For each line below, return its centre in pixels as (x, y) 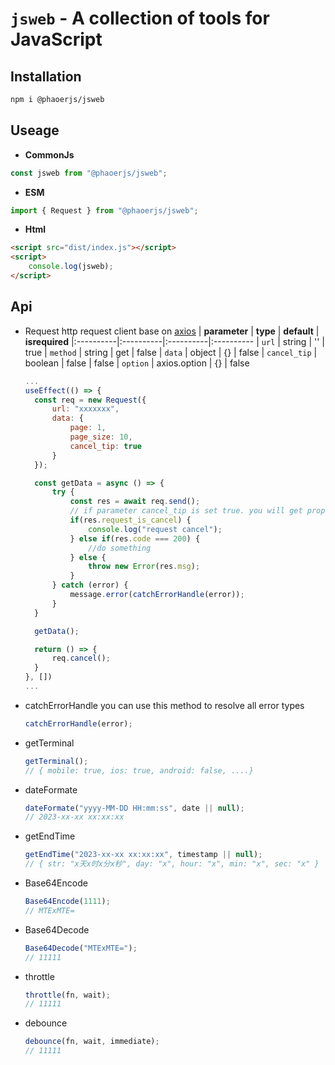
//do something (120, 548)
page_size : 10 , (101, 437)
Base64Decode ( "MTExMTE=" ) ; (81, 948)
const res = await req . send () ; (135, 502)
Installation (46, 76)
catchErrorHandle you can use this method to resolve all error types (164, 705)
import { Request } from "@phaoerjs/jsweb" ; (104, 210)
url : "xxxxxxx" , (85, 409)
